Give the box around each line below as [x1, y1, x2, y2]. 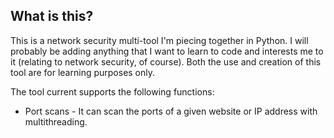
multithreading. [24, 115, 88, 128]
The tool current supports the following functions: [10, 85, 215, 98]
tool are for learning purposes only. [10, 66, 156, 78]
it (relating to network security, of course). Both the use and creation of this [10, 55, 322, 68]
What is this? [10, 8, 94, 25]
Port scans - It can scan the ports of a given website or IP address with [24, 105, 318, 117]
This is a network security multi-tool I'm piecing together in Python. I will [10, 34, 309, 46]
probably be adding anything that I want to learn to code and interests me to [10, 45, 324, 57]
